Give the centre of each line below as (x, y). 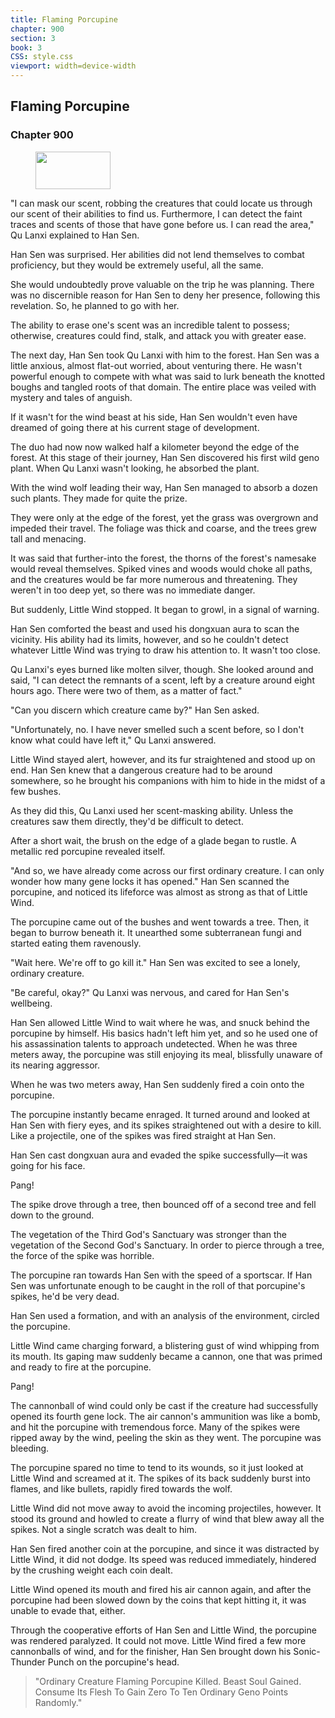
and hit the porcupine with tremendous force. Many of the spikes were (155, 1427)
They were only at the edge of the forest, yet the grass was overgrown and (164, 517)
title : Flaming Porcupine (64, 19)
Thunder (28, 1662)
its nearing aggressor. (55, 1065)
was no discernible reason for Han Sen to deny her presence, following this (165, 295)
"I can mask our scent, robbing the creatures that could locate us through (161, 203)
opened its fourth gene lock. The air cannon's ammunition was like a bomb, (165, 1416)
